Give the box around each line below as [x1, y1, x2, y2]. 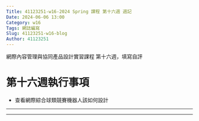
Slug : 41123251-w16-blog [6, 31, 68, 37]
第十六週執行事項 [6, 76, 90, 89]
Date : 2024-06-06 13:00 [6, 14, 65, 20]
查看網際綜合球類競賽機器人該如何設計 [14, 96, 108, 103]
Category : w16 [6, 19, 41, 25]
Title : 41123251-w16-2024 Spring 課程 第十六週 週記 [6, 8, 132, 15]
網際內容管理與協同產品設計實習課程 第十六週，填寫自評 [6, 53, 143, 60]
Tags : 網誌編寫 [6, 25, 40, 31]
